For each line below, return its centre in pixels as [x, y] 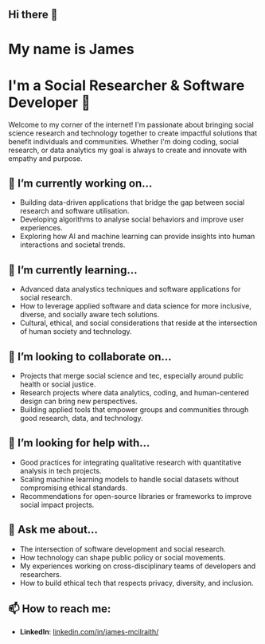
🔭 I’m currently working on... [80, 183]
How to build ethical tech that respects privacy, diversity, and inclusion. [136, 583]
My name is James [71, 49]
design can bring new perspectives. [78, 401]
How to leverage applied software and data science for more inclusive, [136, 306]
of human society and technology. [76, 332]
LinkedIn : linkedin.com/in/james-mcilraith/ [89, 632]
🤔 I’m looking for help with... [79, 443]
